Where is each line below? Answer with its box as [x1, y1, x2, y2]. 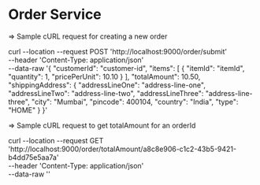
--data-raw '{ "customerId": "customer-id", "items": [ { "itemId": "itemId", [8, 63, 245, 72]
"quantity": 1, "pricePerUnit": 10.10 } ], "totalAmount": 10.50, [8, 72, 201, 81]
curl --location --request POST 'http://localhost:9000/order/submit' [8, 46, 227, 56]
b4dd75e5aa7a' [8, 152, 59, 162]
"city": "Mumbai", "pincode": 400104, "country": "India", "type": [31, 97, 239, 106]
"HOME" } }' [8, 105, 48, 115]
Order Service [8, 6, 102, 24]
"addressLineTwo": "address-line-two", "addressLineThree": [8, 88, 204, 98]
